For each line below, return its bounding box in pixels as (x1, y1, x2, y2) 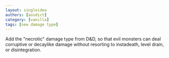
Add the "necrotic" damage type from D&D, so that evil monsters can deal (5, 36, 161, 42)
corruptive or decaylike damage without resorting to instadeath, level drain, (5, 42, 164, 48)
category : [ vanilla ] (5, 17, 50, 22)
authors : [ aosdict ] (5, 12, 47, 17)
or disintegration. (5, 47, 41, 53)
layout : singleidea (5, 7, 47, 13)
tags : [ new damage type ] (5, 22, 58, 27)
